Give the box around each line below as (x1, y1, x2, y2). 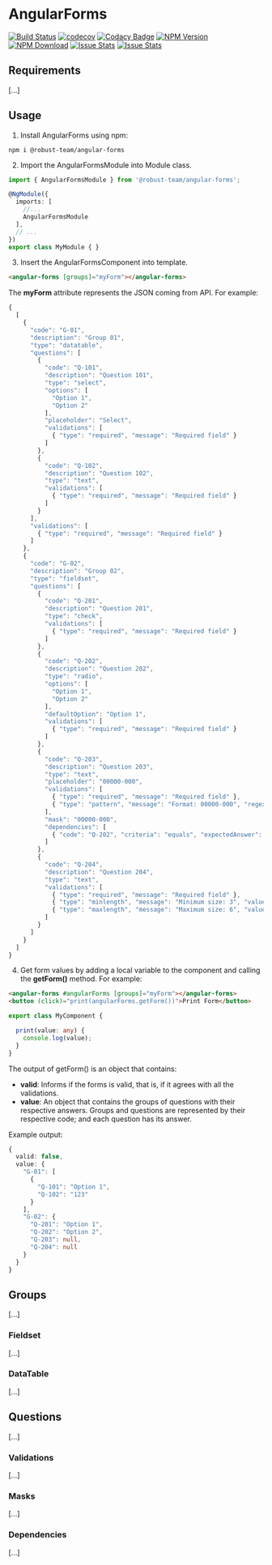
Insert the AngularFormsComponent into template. (19, 257, 188, 267)
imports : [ (15, 198, 53, 206)
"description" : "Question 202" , (44, 665, 154, 673)
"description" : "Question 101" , (44, 372, 154, 380)
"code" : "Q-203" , (44, 755, 104, 763)
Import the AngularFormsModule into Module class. (19, 159, 192, 170)
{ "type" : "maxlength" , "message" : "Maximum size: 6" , (51, 906, 241, 914)
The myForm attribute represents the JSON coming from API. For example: (8, 288, 259, 298)
